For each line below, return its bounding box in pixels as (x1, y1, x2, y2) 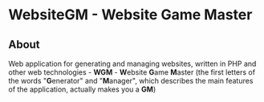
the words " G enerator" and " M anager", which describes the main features (8, 76, 254, 85)
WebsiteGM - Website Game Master (8, 6, 253, 24)
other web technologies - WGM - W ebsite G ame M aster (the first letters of (8, 67, 255, 77)
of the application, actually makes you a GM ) (8, 84, 156, 94)
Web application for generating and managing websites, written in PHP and (8, 59, 257, 68)
